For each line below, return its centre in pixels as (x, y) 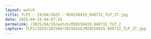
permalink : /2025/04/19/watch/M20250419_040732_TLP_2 (63, 24)
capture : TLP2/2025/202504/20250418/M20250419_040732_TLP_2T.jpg (75, 29)
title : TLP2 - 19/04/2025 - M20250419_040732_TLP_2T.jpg (67, 15)
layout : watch (20, 10)
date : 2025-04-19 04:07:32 (34, 19)
